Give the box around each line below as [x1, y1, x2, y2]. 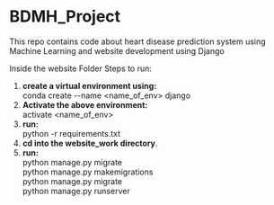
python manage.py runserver [22, 185, 130, 196]
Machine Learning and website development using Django [9, 45, 225, 56]
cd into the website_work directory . [22, 138, 158, 148]
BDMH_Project [9, 6, 121, 27]
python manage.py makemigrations [22, 166, 154, 177]
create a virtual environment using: [22, 80, 157, 91]
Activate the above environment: [22, 99, 148, 110]
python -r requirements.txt [22, 128, 121, 138]
